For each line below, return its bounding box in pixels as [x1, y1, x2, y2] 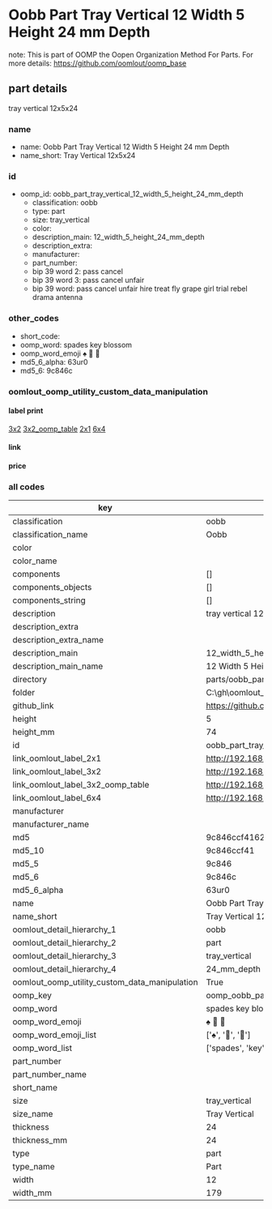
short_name [12, 1082, 58, 1093]
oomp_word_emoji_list [12, 1029, 97, 1040]
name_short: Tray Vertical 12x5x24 [19, 151, 136, 160]
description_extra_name [12, 634, 104, 646]
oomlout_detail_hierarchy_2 [12, 938, 117, 949]
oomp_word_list [12, 1043, 73, 1054]
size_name [12, 1109, 53, 1120]
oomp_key [12, 990, 53, 1002]
